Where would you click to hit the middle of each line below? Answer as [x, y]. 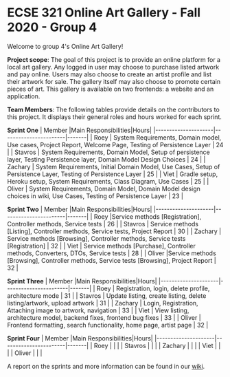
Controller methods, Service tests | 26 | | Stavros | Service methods [103, 224]
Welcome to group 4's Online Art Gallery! [65, 46]
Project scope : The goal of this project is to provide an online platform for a [114, 59]
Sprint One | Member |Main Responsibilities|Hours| [80, 130]
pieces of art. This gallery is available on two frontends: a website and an [111, 89]
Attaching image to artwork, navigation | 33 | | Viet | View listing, [98, 310]
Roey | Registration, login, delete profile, [153, 288]
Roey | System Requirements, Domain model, [158, 137]
